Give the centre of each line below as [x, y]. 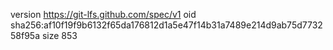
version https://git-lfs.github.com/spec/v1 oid [103, 14]
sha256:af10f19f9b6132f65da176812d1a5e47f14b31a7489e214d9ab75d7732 [166, 25]
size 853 [59, 35]
